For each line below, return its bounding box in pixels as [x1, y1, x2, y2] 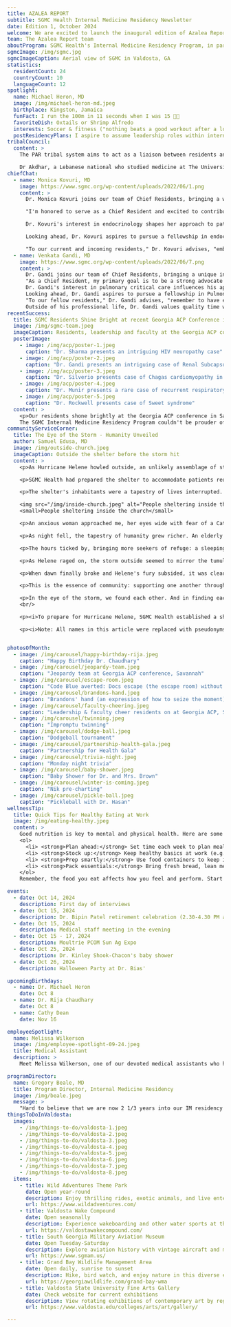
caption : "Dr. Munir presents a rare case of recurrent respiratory [25, 387, 226, 394]
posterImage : [13, 335, 51, 342]
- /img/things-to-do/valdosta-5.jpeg [19, 1150, 128, 1157]
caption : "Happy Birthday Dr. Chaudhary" [19, 657, 140, 665]
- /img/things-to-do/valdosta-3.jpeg [19, 1137, 128, 1144]
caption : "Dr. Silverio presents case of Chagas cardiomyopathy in [25, 374, 223, 381]
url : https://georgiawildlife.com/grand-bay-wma [25, 1278, 168, 1285]
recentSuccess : [7, 310, 51, 317]
